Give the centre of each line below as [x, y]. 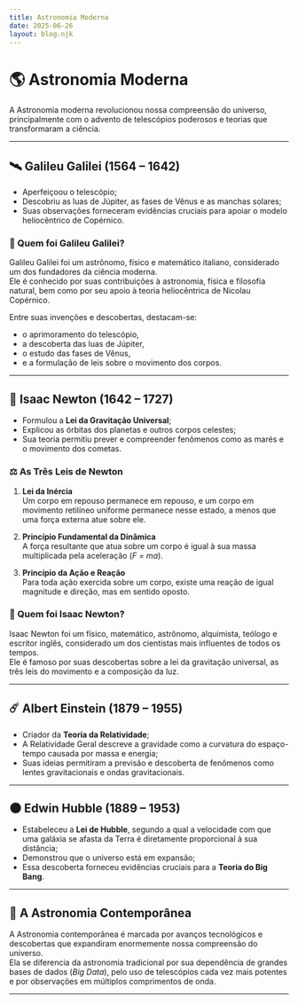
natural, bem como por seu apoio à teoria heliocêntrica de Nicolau [130, 291]
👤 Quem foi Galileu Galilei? [67, 243]
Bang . [33, 877]
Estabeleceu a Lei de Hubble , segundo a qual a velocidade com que [147, 829]
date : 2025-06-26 [41, 26]
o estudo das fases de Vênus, [76, 353]
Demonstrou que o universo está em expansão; [109, 858]
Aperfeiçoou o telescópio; [69, 192]
